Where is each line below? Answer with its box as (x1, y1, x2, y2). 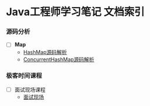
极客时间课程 (6, 72, 43, 80)
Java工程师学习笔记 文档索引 (6, 5, 145, 19)
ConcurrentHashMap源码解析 (23, 56, 95, 63)
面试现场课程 (14, 86, 46, 93)
